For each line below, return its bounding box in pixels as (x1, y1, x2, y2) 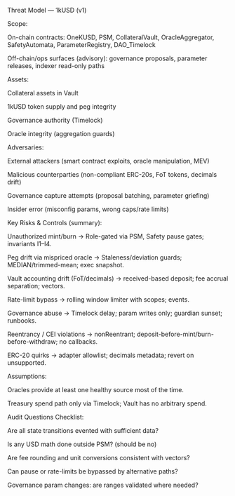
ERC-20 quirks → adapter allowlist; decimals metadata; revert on (7, 351, 194, 359)
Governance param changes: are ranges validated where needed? (7, 481, 199, 489)
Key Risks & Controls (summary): (7, 219, 102, 227)
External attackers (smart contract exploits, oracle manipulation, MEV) (7, 157, 210, 165)
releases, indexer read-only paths (7, 62, 105, 69)
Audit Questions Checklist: (7, 413, 84, 421)
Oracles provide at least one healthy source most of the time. (7, 386, 184, 394)
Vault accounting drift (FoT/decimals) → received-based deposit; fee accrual (7, 274, 229, 283)
